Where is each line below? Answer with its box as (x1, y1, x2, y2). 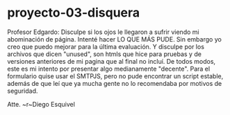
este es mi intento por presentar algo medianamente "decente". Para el (7, 64, 211, 73)
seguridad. (7, 87, 38, 95)
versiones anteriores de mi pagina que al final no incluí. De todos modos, (7, 57, 216, 65)
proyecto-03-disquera (7, 5, 140, 21)
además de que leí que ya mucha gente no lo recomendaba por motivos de (7, 79, 222, 87)
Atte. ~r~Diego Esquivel (7, 100, 75, 108)
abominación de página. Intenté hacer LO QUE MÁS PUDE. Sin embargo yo (7, 35, 222, 43)
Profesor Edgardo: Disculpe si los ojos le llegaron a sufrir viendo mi (7, 28, 199, 36)
